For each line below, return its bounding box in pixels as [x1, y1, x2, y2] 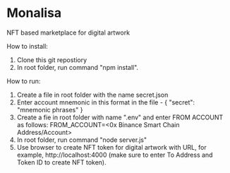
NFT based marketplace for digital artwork [6, 28, 131, 37]
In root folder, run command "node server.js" [16, 136, 147, 144]
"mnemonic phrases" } [16, 105, 83, 114]
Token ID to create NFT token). [16, 157, 107, 167]
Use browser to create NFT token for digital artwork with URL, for [16, 143, 207, 151]
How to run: [6, 76, 41, 85]
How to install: [6, 42, 49, 50]
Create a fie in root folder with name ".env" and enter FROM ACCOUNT [16, 113, 224, 121]
